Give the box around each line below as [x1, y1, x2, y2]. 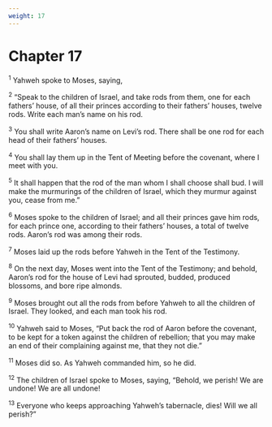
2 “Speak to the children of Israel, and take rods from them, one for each [8, 91, 251, 101]
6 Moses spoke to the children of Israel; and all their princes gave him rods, [8, 210, 260, 222]
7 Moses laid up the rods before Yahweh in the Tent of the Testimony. [8, 245, 240, 257]
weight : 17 [8, 11, 45, 20]
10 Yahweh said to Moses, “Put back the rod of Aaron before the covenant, [8, 322, 257, 334]
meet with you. [8, 161, 58, 170]
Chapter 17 [8, 46, 83, 65]
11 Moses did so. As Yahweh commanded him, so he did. [8, 356, 196, 368]
